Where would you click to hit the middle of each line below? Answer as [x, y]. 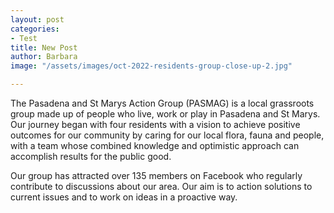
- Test [24, 38]
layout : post [37, 19]
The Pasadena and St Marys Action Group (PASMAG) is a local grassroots [162, 103]
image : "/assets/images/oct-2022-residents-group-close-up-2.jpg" [151, 66]
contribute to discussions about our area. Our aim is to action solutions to [161, 186]
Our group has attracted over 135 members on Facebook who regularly [156, 175]
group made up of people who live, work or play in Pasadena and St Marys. [165, 114]
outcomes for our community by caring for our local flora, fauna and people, [167, 135]
